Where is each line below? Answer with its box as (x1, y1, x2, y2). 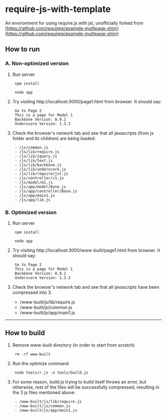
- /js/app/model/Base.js (14, 184, 66, 189)
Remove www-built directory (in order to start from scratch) (12, 342, 135, 348)
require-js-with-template (5, 3, 111, 15)
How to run (5, 45, 40, 53)
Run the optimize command (12, 360, 69, 366)
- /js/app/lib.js (14, 197, 51, 203)
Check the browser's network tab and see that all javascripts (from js (12, 130, 154, 136)
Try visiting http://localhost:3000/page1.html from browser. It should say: (12, 98, 162, 104)
